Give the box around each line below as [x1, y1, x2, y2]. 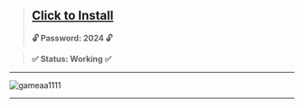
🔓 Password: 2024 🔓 [31, 32, 113, 43]
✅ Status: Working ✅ [31, 53, 112, 64]
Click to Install [31, 8, 114, 23]
